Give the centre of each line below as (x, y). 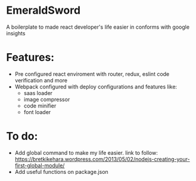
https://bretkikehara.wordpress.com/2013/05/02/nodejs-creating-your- (102, 159)
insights (16, 33)
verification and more (41, 80)
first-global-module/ (40, 165)
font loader (37, 112)
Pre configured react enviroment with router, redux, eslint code (92, 74)
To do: (22, 136)
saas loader (38, 93)
